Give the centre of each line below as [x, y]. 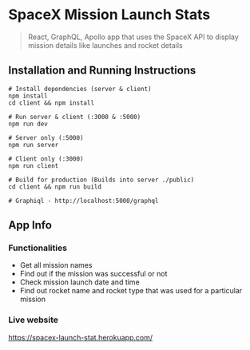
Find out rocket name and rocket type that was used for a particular [131, 291]
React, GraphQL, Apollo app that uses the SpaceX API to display [133, 37]
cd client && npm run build [55, 187]
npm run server [34, 145]
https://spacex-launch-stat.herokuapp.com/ [81, 337]
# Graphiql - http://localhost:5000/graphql [83, 201]
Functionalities [38, 248]
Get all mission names [56, 265]
